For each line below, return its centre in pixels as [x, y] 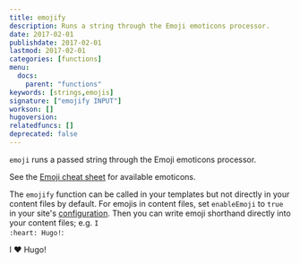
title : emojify [38, 17]
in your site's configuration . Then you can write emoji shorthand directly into [150, 213]
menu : [19, 68]
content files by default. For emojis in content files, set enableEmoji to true [146, 203]
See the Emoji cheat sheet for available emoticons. [103, 176]
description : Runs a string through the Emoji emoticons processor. [140, 26]
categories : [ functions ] [56, 59]
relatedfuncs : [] [42, 126]
